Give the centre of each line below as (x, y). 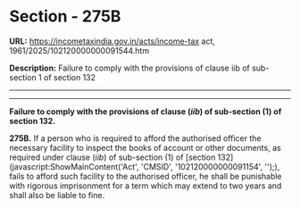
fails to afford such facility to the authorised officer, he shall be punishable (146, 176)
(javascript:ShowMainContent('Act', (75, 166)
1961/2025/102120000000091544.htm (79, 50)
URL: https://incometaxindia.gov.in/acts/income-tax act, (112, 41)
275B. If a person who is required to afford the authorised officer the (135, 138)
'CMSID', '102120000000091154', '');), (211, 166)
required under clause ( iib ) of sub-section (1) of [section (112, 157)
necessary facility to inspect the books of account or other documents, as (145, 147)
